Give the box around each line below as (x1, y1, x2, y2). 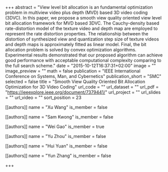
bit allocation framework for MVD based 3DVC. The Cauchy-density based (5, 20, 159, 26)
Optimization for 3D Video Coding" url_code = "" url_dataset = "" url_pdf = (5, 84, 159, 89)
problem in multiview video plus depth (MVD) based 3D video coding (5, 9, 148, 15)
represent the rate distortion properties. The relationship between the (5, 31, 149, 36)
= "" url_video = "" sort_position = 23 (5, 94, 82, 100)
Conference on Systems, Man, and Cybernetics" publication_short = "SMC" (5, 73, 161, 79)
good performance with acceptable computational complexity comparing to (5, 57, 161, 63)
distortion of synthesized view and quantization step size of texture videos (5, 36, 159, 42)
